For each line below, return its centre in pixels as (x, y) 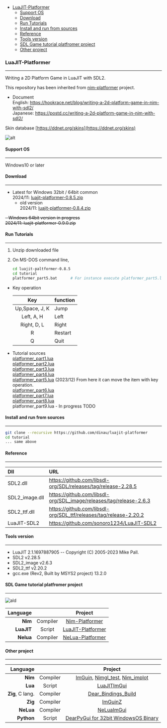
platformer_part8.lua (33, 401)
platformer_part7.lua (33, 395)
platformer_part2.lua (33, 364)
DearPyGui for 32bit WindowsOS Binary (112, 718)
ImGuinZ (112, 702)
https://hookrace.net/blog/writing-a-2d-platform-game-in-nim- (94, 103)
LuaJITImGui (112, 686)
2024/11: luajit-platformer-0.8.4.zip (55, 208)
